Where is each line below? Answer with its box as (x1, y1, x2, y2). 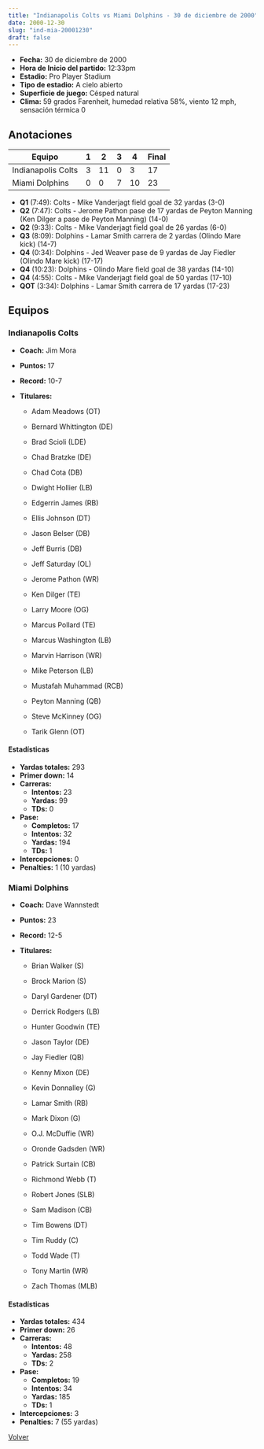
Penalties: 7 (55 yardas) (19, 1418, 98, 1427)
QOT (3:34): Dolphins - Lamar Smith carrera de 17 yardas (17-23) (19, 281, 230, 291)
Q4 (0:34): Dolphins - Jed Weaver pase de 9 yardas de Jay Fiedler (19, 248, 236, 257)
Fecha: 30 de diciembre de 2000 (19, 55, 127, 65)
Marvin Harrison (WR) (31, 650, 102, 660)
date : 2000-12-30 (8, 19, 65, 27)
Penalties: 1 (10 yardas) (19, 863, 97, 872)
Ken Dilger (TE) (31, 590, 81, 599)
